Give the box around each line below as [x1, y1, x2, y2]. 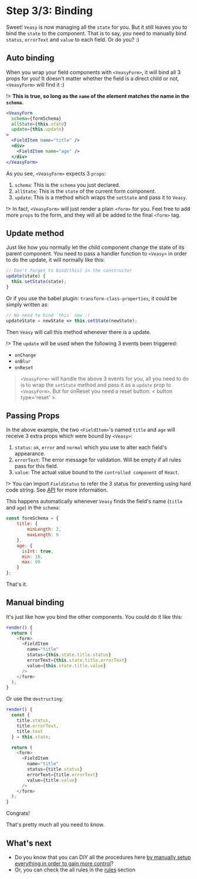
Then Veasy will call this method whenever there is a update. [6, 328, 151, 335]
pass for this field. [14, 463, 59, 470]
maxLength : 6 [27, 532, 59, 538]
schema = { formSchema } [11, 116, 62, 122]
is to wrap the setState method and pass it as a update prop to [20, 381, 171, 388]
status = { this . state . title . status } [27, 652, 111, 658]
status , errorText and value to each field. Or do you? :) [6, 36, 140, 43]
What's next [6, 838, 52, 848]
